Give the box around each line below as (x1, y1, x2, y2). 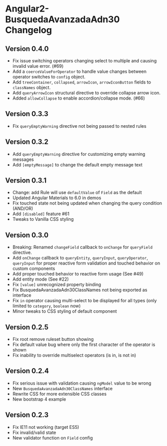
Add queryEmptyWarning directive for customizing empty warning (12, 151, 145, 157)
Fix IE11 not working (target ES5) (12, 424, 79, 430)
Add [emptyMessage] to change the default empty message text (12, 161, 143, 167)
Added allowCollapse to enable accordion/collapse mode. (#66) (12, 95, 145, 101)
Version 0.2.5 (5, 323, 49, 331)
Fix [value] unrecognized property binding (12, 282, 101, 288)
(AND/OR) (12, 206, 34, 212)
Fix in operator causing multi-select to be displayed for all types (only (12, 298, 157, 304)
